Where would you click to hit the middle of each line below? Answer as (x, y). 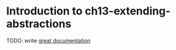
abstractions (39, 24)
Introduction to (44, 11)
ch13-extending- (128, 11)
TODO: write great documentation (48, 40)
